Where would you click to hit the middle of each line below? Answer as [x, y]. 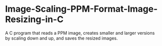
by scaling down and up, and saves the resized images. [61, 38]
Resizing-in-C [34, 19]
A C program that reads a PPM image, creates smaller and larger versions [80, 33]
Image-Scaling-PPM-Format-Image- [81, 9]
